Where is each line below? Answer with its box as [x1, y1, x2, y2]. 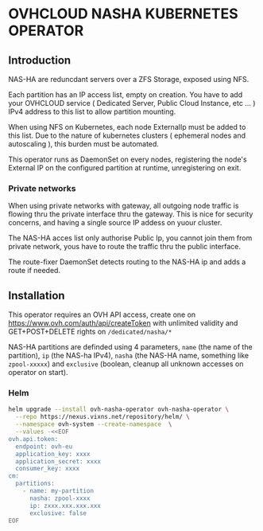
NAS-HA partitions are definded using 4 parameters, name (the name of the [8, 342, 253, 352]
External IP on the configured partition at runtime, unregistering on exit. [8, 163, 242, 172]
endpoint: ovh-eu [15, 443, 73, 451]
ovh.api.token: [8, 435, 59, 443]
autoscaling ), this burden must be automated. [8, 139, 159, 148]
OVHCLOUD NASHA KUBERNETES [8, 5, 238, 23]
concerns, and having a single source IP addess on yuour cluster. [8, 218, 222, 228]
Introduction [8, 53, 72, 67]
